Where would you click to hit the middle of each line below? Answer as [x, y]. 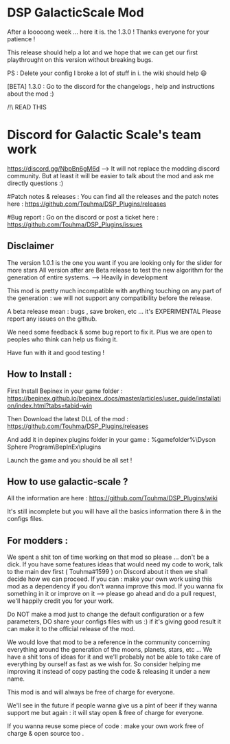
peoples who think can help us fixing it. [62, 339]
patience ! [21, 39]
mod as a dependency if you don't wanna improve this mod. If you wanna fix [115, 586]
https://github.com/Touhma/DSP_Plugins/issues [75, 224]
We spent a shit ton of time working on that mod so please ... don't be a [108, 557]
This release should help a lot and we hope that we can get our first [102, 52]
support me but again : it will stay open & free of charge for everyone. [105, 713]
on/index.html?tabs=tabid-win [50, 405]
